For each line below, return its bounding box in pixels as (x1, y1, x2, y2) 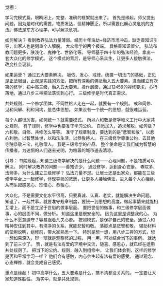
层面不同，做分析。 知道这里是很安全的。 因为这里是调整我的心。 (21, 211, 152, 216)
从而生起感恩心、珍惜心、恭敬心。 (5, 182, 73, 188)
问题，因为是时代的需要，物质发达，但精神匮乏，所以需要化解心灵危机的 (5, 21, 149, 26)
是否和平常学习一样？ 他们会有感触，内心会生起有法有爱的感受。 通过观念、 (5, 253, 156, 259)
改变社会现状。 (5, 61, 35, 67)
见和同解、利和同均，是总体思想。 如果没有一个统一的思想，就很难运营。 (5, 107, 151, 112)
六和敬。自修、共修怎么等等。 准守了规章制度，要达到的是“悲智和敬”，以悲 (5, 129, 155, 135)
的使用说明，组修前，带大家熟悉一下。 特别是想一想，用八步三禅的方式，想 (5, 229, 155, 235)
